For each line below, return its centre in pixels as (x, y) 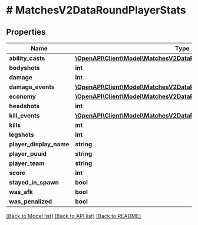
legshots (22, 135)
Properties (26, 32)
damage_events (32, 87)
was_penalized (30, 202)
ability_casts (27, 58)
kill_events (24, 115)
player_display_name (39, 144)
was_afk (21, 192)
